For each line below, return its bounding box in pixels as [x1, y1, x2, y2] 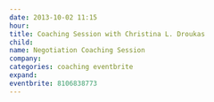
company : [9, 54, 42, 63]
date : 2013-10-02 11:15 [9, 12, 98, 22]
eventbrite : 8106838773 [9, 79, 98, 88]
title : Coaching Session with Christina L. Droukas [9, 29, 205, 38]
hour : [9, 21, 29, 30]
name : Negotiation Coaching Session [9, 46, 145, 55]
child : [9, 37, 34, 47]
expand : [9, 71, 38, 80]
